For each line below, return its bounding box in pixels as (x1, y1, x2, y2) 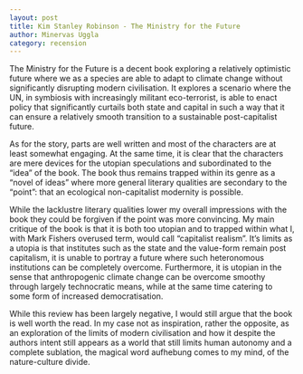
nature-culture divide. (9, 357, 90, 368)
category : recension (9, 38, 88, 48)
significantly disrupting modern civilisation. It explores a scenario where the (9, 82, 291, 93)
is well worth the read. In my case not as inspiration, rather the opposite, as (9, 318, 289, 329)
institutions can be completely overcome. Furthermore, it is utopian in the (9, 262, 282, 273)
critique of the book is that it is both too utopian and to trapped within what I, (9, 224, 295, 235)
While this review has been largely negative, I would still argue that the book (9, 309, 293, 320)
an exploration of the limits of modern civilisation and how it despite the (9, 328, 276, 339)
